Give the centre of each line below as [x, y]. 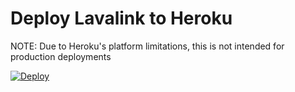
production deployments [61, 56]
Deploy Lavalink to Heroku [121, 18]
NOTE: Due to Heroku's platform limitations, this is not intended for [147, 46]
